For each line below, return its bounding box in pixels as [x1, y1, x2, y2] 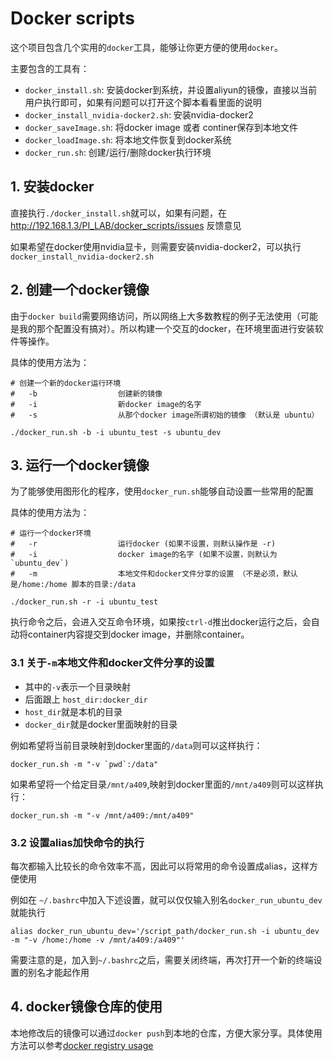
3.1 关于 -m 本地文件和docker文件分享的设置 [10, 656, 215, 670]
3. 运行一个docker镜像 [10, 457, 150, 474]
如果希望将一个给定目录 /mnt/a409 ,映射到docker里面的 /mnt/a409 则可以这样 [10, 778, 315, 790]
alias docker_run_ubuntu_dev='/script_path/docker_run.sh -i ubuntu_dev [10, 926, 320, 936]
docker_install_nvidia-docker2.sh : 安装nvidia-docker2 [24, 108, 254, 121]
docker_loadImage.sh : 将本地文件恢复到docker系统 [24, 133, 232, 146]
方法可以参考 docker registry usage [10, 1039, 154, 1051]
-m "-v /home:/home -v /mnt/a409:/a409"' [10, 935, 186, 945]
